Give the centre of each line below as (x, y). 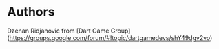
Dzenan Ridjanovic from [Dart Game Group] (69, 31)
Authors (31, 12)
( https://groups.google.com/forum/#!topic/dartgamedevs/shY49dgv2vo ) (110, 37)
